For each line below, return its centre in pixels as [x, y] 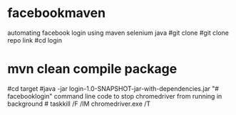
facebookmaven [56, 13]
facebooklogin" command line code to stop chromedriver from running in [115, 96]
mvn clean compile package [92, 69]
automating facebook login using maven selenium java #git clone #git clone [118, 33]
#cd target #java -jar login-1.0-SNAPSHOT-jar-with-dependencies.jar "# [113, 88]
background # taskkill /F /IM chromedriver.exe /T [79, 104]
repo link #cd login [35, 40]
